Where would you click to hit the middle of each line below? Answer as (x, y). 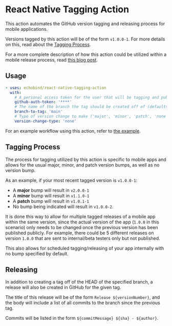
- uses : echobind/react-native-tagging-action (56, 88)
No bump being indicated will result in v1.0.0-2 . (63, 207)
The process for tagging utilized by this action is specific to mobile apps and (86, 159)
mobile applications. (26, 29)
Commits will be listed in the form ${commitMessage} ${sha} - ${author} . (82, 318)
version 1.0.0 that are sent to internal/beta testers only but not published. (83, 238)
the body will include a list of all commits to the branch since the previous (83, 303)
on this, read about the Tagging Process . (48, 44)
